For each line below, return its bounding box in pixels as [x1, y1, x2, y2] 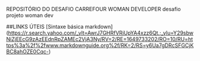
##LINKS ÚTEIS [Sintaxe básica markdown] [6, 23, 113, 30]
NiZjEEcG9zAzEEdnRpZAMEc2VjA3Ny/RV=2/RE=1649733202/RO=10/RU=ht [6, 36, 193, 42]
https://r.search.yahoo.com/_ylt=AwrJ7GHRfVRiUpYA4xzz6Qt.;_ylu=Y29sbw [8, 29, 194, 36]
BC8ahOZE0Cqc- [6, 48, 49, 55]
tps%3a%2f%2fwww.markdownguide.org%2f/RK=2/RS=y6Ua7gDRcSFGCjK [6, 42, 194, 49]
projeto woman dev [6, 12, 54, 19]
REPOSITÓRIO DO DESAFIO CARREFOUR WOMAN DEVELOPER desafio [6, 6, 181, 12]
